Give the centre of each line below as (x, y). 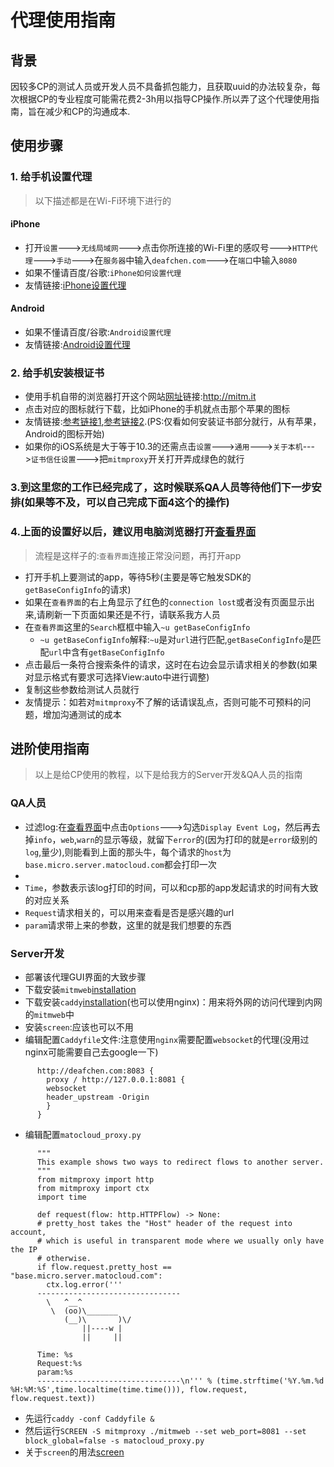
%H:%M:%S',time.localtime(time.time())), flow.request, (129, 1390)
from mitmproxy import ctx (93, 1189)
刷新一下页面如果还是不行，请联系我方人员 (132, 614)
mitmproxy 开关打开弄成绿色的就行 (176, 459)
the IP (24, 1250)
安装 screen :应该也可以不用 (79, 1027)
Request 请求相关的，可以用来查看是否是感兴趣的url (129, 912)
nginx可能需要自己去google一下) (91, 1052)
